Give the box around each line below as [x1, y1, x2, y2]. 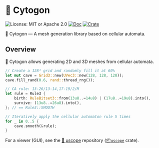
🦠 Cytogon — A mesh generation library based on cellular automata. [5, 30, 146, 36]
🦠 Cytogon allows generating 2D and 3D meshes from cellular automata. [5, 58, 154, 64]
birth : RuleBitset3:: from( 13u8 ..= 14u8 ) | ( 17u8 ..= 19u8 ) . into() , [14, 96, 151, 101]
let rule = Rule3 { [5, 91, 46, 96]
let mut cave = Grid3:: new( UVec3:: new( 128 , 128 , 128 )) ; [5, 72, 124, 78]
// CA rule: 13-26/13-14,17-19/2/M [5, 86, 79, 91]
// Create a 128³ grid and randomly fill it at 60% [5, 68, 115, 73]
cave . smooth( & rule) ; [14, 123, 57, 128]
